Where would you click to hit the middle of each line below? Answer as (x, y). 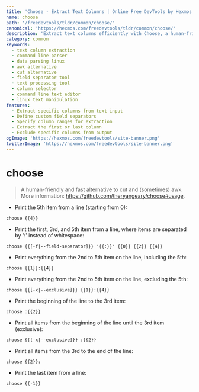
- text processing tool (41, 83)
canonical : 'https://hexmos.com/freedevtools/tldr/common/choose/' (91, 28)
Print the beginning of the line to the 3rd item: (70, 301)
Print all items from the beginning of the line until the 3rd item (89, 323)
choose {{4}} (22, 218)
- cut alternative (34, 72)
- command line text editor (46, 94)
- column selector (34, 89)
